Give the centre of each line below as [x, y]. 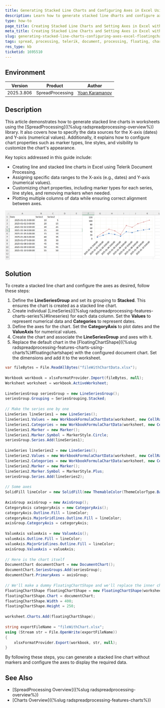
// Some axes [18, 487]
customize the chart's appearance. [41, 148]
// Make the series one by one [37, 409]
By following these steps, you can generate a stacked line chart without [77, 657]
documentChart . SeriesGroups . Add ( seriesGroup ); [54, 570]
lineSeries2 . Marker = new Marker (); [42, 466]
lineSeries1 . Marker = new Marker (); [42, 430]
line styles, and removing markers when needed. [62, 193]
